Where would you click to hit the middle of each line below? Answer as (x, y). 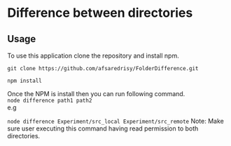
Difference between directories (100, 13)
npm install (24, 81)
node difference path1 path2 (50, 100)
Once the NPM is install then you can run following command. (96, 94)
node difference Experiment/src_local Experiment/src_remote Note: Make (115, 121)
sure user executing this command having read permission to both (103, 128)
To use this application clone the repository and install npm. (93, 55)
